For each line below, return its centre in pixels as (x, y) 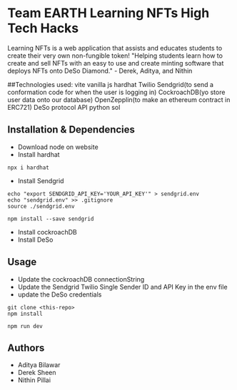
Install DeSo (35, 240)
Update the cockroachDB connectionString (81, 279)
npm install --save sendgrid (51, 219)
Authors (26, 348)
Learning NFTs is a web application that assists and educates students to (115, 48)
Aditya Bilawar (39, 365)
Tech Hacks (43, 28)
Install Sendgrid (41, 180)
